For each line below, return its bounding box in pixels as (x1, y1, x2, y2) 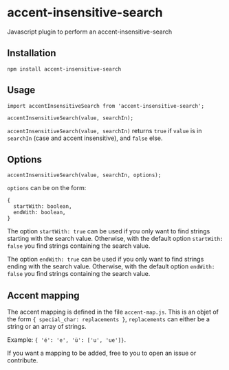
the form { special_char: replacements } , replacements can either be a (7, 315, 210, 323)
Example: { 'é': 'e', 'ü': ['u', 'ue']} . (7, 336, 126, 344)
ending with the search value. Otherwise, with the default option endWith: (7, 262, 215, 270)
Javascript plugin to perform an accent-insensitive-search (7, 27, 173, 36)
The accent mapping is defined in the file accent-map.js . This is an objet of (7, 308, 219, 316)
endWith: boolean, (13, 209, 67, 216)
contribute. (7, 356, 39, 365)
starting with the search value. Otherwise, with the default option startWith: (7, 235, 223, 243)
